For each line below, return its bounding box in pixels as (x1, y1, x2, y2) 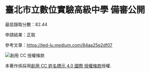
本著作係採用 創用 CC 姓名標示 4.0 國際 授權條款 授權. (5, 63, 112, 69)
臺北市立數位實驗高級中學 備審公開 (5, 4, 145, 16)
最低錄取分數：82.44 (5, 21, 48, 27)
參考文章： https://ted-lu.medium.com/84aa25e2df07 (5, 42, 113, 48)
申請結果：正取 (5, 32, 35, 37)
